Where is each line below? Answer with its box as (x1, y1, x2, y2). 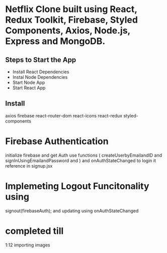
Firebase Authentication (5, 136, 109, 147)
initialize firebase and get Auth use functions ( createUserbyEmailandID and (5, 152, 162, 158)
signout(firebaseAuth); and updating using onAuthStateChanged (5, 207, 139, 214)
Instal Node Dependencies (12, 74, 68, 80)
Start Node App (12, 79, 45, 85)
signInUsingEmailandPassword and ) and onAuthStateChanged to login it (5, 157, 156, 164)
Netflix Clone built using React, (5, 4, 137, 15)
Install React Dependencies (12, 69, 69, 75)
